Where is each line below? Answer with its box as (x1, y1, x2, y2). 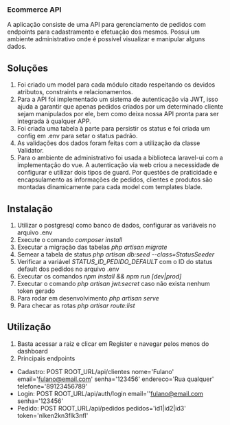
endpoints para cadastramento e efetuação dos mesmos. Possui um (7, 28, 200, 36)
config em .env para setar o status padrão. (16, 132, 139, 140)
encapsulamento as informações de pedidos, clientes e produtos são (16, 175, 213, 184)
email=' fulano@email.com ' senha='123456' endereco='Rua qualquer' (16, 375, 214, 383)
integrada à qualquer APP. (16, 117, 91, 125)
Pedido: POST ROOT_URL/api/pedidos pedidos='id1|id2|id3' (16, 404, 187, 412)
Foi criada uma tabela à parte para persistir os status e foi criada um (16, 124, 211, 133)
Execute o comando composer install (16, 235, 122, 243)
